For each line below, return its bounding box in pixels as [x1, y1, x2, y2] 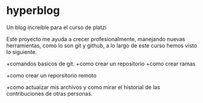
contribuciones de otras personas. [6, 90, 93, 97]
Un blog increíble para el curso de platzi [6, 24, 107, 31]
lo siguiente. [6, 48, 37, 55]
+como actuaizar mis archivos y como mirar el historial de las [6, 83, 160, 91]
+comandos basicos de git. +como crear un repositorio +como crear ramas [6, 60, 196, 67]
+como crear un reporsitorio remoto [6, 71, 97, 79]
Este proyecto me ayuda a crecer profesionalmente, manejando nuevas [6, 35, 185, 42]
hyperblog [6, 4, 60, 18]
